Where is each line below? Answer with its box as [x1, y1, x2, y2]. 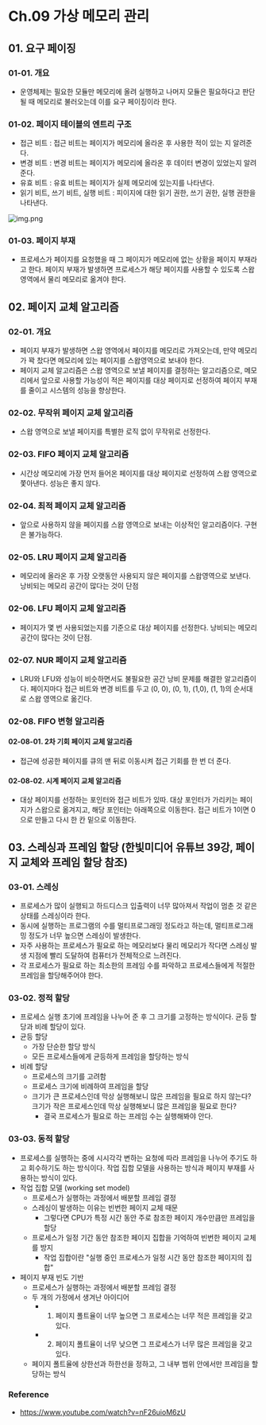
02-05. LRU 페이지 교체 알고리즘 [8, 551, 127, 562]
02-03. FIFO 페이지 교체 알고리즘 [8, 449, 129, 460]
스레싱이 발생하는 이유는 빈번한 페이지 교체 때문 [31, 1203, 179, 1212]
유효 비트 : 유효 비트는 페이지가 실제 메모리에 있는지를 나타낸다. [19, 178, 215, 188]
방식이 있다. [40, 1173, 78, 1182]
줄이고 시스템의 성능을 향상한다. [28, 385, 126, 395]
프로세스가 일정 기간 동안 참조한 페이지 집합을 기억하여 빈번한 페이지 [31, 1232, 242, 1242]
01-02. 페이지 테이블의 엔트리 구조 [8, 119, 133, 130]
